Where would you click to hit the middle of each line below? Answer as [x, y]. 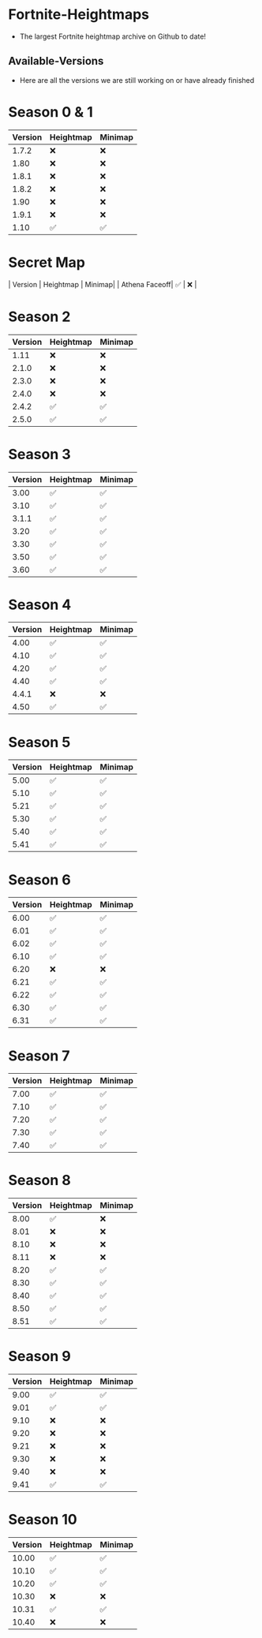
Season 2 [39, 316]
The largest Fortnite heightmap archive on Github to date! [113, 36]
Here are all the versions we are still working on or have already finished [137, 80]
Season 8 [39, 1180]
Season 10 [43, 1520]
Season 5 [39, 742]
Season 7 [39, 1056]
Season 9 [39, 1357]
